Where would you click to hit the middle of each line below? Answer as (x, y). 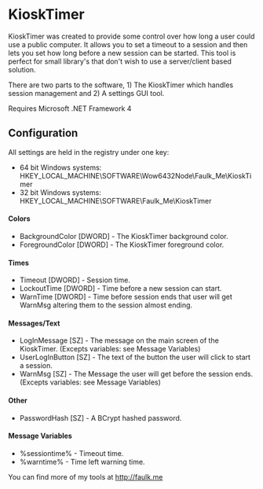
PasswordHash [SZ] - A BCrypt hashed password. (100, 417)
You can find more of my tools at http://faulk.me (86, 476)
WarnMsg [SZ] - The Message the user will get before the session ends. (136, 374)
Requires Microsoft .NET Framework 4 (70, 108)
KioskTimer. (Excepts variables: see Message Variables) (110, 349)
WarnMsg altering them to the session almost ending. (106, 305)
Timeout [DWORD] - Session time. (75, 280)
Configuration (43, 133)
